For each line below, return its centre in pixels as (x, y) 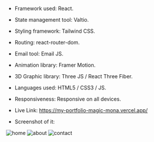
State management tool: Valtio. (52, 20)
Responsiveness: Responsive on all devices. (68, 99)
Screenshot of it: (35, 122)
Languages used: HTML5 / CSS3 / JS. (60, 88)
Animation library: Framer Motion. (55, 65)
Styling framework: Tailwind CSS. (55, 31)
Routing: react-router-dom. (47, 42)
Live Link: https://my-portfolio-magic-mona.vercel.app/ (81, 110)
